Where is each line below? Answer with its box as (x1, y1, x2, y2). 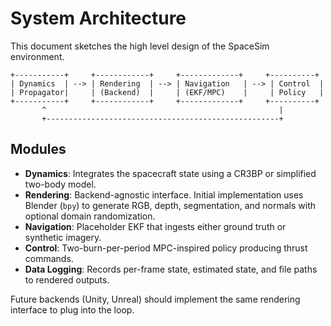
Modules (10, 141, 67, 158)
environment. (10, 50, 65, 62)
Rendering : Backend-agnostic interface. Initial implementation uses (24, 188, 304, 201)
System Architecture (10, 7, 187, 30)
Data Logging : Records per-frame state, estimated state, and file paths (24, 263, 318, 275)
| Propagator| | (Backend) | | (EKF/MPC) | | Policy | (10, 87, 325, 97)
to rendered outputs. (24, 273, 110, 286)
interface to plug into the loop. (10, 303, 135, 316)
